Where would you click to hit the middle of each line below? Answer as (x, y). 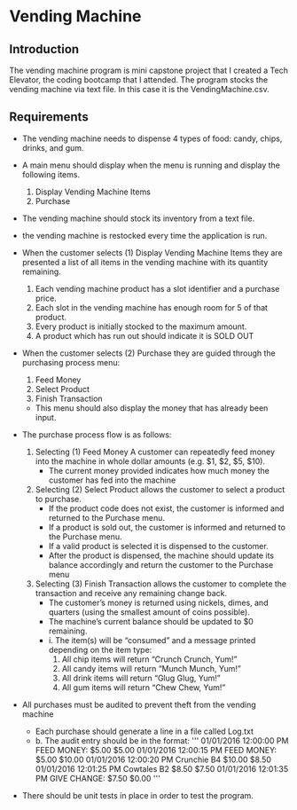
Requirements (49, 117)
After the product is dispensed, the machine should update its (161, 555)
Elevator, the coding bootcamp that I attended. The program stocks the (139, 80)
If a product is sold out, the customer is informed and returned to (167, 527)
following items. (51, 174)
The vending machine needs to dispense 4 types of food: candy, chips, (152, 138)
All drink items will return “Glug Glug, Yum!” (141, 678)
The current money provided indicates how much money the (159, 470)
